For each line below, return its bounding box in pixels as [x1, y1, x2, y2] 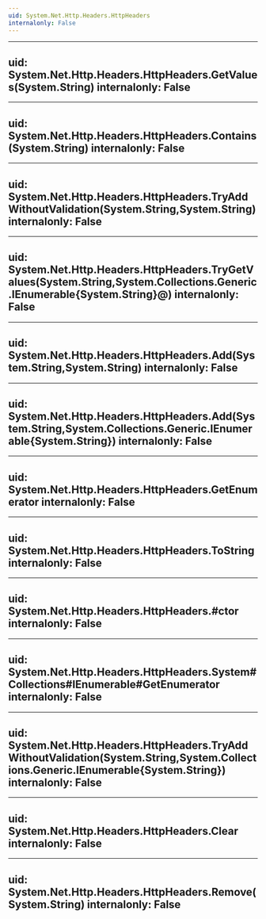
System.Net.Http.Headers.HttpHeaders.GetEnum [8, 483, 258, 496]
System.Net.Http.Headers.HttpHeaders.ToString [8, 544, 255, 557]
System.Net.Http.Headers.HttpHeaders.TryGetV [8, 263, 254, 277]
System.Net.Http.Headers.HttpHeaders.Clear [8, 824, 239, 837]
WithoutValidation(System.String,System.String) [8, 202, 256, 216]
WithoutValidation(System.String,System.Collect [8, 751, 257, 765]
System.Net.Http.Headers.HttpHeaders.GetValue [8, 68, 258, 82]
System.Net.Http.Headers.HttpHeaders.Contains [8, 128, 257, 143]
